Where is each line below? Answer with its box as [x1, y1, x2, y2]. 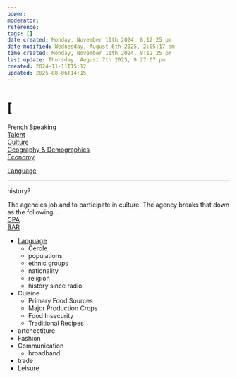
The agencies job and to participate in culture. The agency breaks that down [7, 200, 230, 209]
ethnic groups [28, 259, 69, 268]
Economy [7, 153, 35, 161]
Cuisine [17, 289, 40, 298]
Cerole [28, 244, 48, 252]
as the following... [7, 208, 59, 217]
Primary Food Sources [28, 297, 94, 305]
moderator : [7, 17, 39, 24]
